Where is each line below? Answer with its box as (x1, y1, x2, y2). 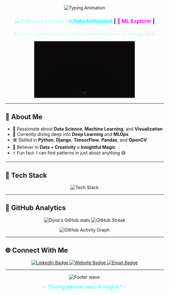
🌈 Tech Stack (5, 171, 47, 180)
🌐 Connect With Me (5, 246, 68, 255)
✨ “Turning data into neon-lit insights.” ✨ (42, 283, 127, 289)
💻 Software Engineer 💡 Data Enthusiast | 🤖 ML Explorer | (14, 18, 155, 25)
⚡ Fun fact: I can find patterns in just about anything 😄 (12, 150, 126, 156)
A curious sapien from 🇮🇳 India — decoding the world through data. (13, 31, 156, 37)
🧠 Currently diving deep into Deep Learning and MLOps (12, 131, 129, 137)
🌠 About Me (5, 112, 43, 121)
